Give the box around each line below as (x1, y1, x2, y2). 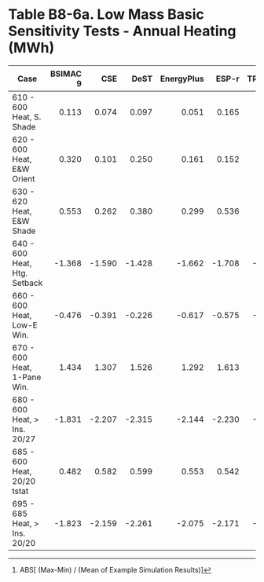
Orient (12, 174, 35, 185)
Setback (12, 277, 43, 288)
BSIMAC (49, 68, 82, 79)
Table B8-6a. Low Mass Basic (8, 5, 204, 24)
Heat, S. (12, 112, 42, 123)
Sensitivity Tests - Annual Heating (8, 22, 237, 40)
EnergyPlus (159, 73, 204, 84)
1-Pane (12, 372, 42, 383)
